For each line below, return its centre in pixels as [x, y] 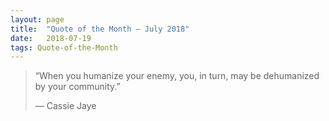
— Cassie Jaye [65, 106]
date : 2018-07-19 [51, 38]
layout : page [37, 19]
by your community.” [77, 87]
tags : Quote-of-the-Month [64, 47]
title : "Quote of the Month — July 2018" [100, 29]
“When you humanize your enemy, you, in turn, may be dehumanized [177, 76]
